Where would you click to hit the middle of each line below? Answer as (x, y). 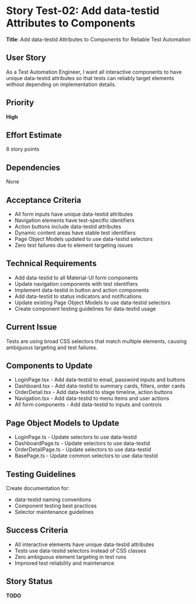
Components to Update (49, 366)
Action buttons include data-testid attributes (68, 227)
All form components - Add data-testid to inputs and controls (88, 405)
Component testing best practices (56, 506)
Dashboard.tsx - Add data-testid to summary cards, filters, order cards (100, 386)
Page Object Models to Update (63, 423)
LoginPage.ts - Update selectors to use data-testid (76, 437)
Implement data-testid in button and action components (82, 290)
